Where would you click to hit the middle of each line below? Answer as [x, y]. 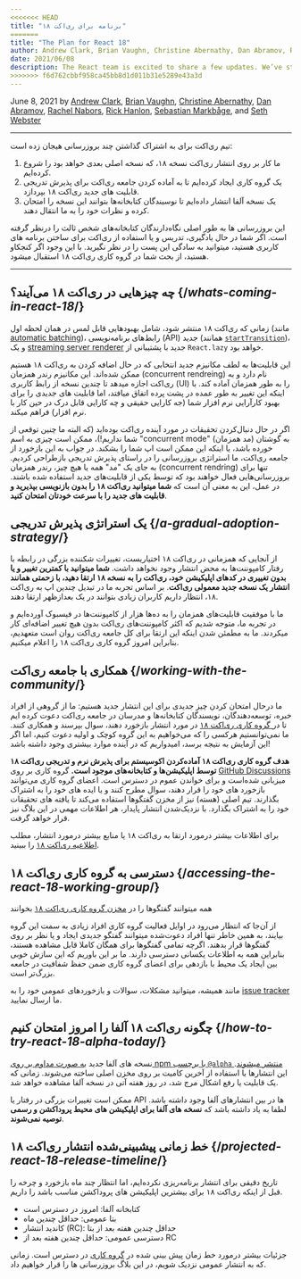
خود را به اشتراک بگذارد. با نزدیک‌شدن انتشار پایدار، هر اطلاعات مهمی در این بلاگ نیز [150, 809]
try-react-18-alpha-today [84, 1042]
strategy [34, 537]
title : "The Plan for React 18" [70, 42]
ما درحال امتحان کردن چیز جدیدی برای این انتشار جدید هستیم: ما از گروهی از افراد [146, 706]
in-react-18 [42, 307]
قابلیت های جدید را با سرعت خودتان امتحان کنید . [89, 495]
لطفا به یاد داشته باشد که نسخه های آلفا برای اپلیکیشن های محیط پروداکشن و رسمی [148, 1109]
